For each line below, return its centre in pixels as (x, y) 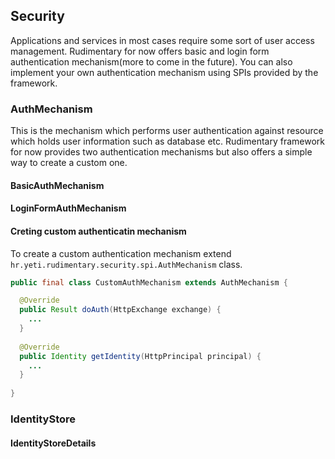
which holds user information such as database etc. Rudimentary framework (168, 141)
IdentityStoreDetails (53, 443)
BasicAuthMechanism (57, 185)
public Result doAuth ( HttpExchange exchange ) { (120, 310)
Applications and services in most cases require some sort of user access (162, 40)
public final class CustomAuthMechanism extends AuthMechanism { (149, 282)
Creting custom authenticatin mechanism (98, 231)
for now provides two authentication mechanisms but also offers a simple (161, 152)
